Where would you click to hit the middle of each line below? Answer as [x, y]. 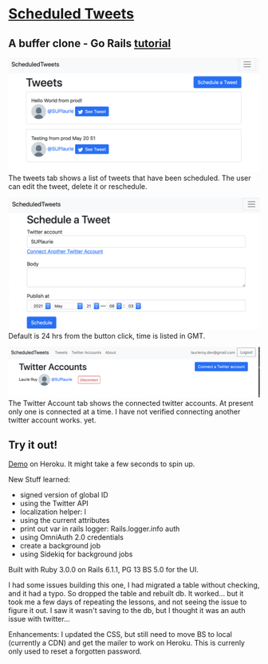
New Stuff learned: [39, 480]
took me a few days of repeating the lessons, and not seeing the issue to [128, 602]
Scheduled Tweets [71, 14]
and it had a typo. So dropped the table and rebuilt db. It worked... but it [126, 594]
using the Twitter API [54, 504]
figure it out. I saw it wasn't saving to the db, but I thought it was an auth [127, 611]
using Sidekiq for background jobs [76, 554]
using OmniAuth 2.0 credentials [71, 537]
